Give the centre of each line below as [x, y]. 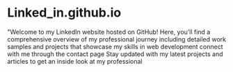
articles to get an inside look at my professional [75, 61]
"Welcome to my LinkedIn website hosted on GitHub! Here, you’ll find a [109, 32]
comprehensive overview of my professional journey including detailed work [116, 39]
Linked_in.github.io [64, 13]
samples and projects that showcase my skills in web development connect [115, 46]
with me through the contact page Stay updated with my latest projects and [115, 54]
